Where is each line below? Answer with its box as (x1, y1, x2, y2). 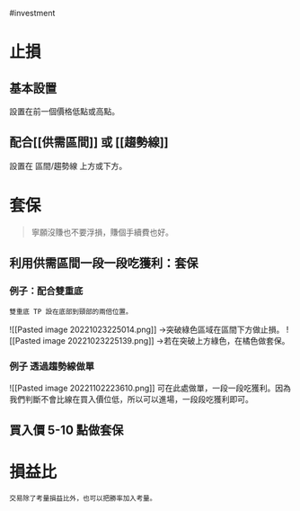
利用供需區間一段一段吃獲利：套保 (9, 255, 199, 271)
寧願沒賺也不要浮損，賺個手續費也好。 (31, 227, 173, 238)
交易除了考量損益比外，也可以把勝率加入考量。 (9, 494, 157, 503)
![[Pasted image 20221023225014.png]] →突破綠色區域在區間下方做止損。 (9, 324, 285, 336)
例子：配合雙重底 (9, 285, 84, 298)
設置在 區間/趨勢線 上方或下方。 (9, 160, 128, 171)
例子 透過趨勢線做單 (9, 360, 95, 372)
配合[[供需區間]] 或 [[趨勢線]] (9, 135, 169, 150)
